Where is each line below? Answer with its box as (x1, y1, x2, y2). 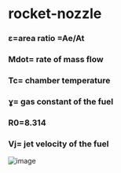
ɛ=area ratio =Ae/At (8, 33, 85, 44)
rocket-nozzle (8, 5, 102, 23)
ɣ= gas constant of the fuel (8, 96, 114, 107)
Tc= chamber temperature (8, 75, 111, 86)
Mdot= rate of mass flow (8, 54, 104, 65)
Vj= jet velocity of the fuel (8, 138, 109, 149)
